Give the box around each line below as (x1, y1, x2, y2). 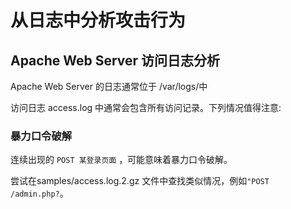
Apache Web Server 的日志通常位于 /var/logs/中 (10, 81, 208, 92)
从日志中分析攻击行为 (10, 9, 187, 32)
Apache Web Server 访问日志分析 (10, 52, 221, 69)
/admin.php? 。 (10, 187, 69, 200)
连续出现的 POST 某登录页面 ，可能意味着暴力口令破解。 (10, 154, 233, 166)
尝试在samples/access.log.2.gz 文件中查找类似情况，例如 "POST (10, 175, 270, 187)
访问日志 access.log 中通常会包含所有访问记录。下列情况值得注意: (10, 102, 282, 113)
